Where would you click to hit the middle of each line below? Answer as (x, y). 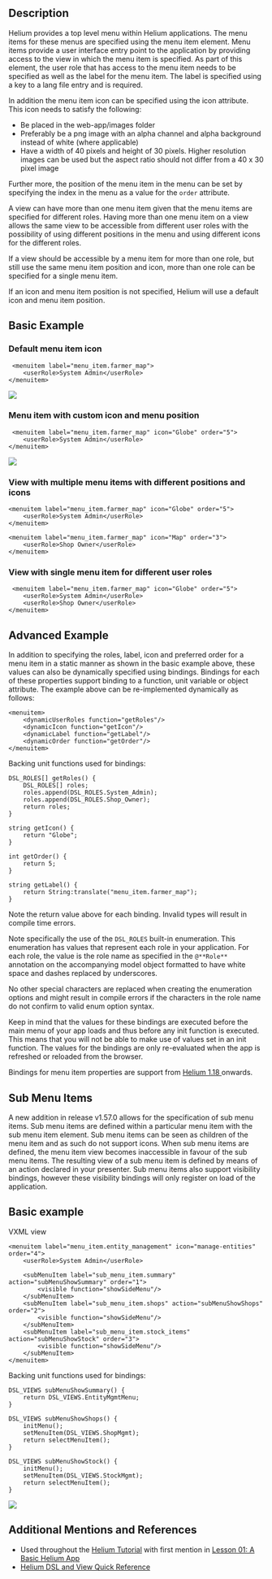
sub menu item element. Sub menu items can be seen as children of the (129, 1135)
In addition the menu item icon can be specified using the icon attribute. (129, 100)
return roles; (47, 807)
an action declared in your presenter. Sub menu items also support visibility (134, 1169)
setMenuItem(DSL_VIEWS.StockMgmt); (83, 1475)
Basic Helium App (50, 1558)
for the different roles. (45, 242)
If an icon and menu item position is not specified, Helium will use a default (134, 291)
